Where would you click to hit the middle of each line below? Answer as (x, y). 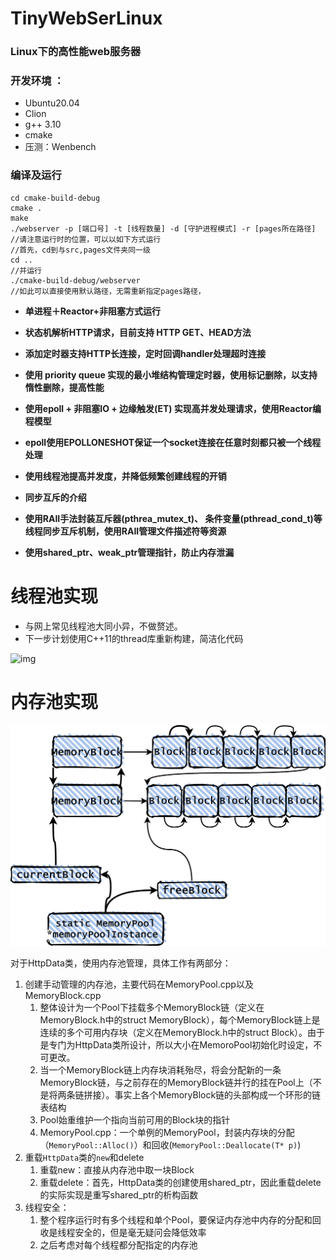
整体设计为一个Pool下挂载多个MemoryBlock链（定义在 (152, 1008)
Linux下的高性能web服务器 (76, 52)
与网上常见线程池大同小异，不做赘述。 (103, 626)
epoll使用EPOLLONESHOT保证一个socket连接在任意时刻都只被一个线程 (173, 442)
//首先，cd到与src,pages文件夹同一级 (80, 250)
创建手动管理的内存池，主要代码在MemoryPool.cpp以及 (139, 984)
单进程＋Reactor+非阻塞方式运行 (92, 311)
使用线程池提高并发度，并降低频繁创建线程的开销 (125, 476)
